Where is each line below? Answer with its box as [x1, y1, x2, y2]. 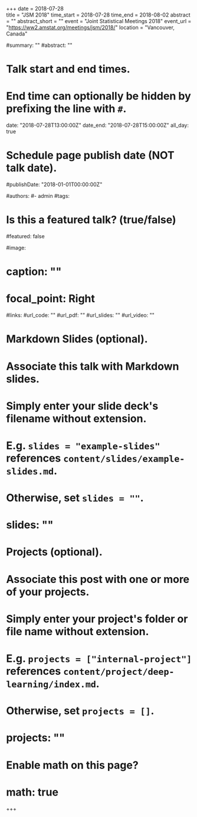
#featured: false [6, 233, 45, 239]
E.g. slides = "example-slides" [6, 438, 160, 452]
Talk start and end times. [6, 62, 130, 76]
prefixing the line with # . [6, 102, 127, 116]
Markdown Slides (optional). [6, 332, 149, 346]
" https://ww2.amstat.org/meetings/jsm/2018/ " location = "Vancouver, [6, 24, 175, 31]
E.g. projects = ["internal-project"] [6, 652, 192, 665]
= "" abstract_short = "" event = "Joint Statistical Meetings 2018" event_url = [6, 18, 192, 24]
